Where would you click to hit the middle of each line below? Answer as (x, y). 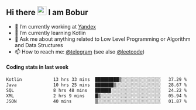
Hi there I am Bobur (47, 13)
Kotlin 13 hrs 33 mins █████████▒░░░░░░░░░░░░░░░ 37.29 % (97, 80)
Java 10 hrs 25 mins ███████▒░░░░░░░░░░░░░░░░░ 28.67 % (97, 85)
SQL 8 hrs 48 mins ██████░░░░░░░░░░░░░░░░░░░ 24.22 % (97, 90)
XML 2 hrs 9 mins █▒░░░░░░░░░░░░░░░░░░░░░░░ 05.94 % (97, 96)
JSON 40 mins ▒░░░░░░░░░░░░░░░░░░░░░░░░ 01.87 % (97, 101)
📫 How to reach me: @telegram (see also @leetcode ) (80, 52)
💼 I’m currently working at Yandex (55, 26)
